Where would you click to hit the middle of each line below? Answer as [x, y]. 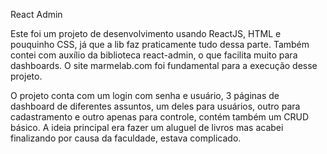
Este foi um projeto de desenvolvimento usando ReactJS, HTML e [146, 33]
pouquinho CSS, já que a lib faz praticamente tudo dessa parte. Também [160, 44]
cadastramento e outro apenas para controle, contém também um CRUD [160, 117]
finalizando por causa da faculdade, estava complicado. [126, 138]
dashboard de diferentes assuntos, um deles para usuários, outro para [155, 106]
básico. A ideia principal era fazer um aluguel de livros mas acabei [147, 127]
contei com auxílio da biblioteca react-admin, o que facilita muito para [154, 55]
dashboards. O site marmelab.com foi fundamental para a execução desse [164, 65]
